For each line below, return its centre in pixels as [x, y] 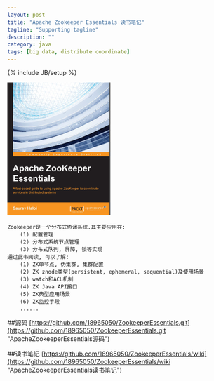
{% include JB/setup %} [42, 73]
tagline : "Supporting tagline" [53, 29]
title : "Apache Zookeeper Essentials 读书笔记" [76, 22]
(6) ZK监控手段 [40, 302]
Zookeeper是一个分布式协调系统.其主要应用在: [66, 227]
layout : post [26, 15]
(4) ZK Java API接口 [49, 287]
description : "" [31, 37]
